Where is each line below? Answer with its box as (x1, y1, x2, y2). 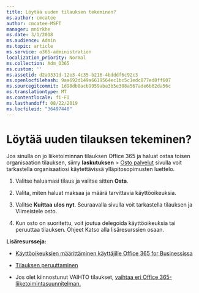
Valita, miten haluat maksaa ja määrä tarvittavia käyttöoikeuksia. (15, 189, 176, 197)
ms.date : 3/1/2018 (6, 32, 53, 38)
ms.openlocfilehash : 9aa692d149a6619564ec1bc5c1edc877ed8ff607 (6, 77, 171, 83)
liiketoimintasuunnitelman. (15, 280, 81, 287)
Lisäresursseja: (6, 238, 47, 245)
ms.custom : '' (6, 66, 43, 72)
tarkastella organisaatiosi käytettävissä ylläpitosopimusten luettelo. (6, 166, 175, 173)
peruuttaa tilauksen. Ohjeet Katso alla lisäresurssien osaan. (15, 226, 164, 234)
